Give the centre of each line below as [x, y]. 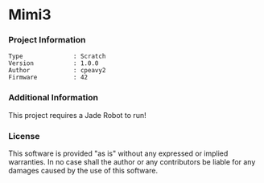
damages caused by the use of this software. [83, 171]
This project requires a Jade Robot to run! [77, 115]
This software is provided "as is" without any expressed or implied [118, 153]
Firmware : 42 [48, 78]
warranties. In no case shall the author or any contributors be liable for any [132, 162]
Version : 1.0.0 [54, 63]
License [24, 136]
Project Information [47, 40]
